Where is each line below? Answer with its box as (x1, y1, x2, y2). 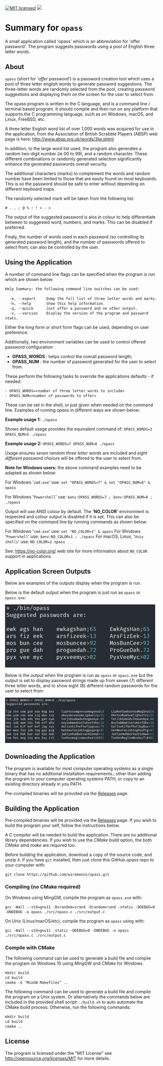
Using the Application (5, 258, 72, 266)
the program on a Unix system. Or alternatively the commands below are (5, 994, 150, 1000)
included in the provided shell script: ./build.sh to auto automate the (5, 999, 144, 1005)
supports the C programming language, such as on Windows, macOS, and (5, 111, 154, 117)
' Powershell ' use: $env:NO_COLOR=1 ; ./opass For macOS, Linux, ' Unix (5, 533, 144, 539)
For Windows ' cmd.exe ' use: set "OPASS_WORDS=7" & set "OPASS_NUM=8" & (5, 479, 150, 485)
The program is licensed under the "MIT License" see (5, 1050, 112, 1056)
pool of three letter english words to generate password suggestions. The (5, 81, 152, 87)
